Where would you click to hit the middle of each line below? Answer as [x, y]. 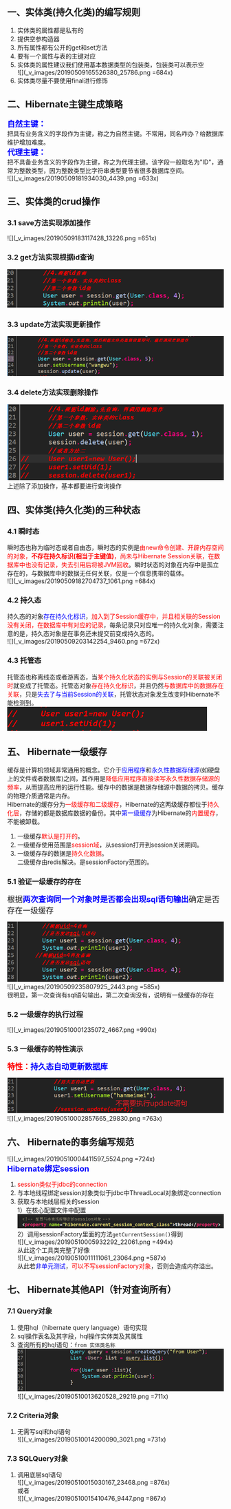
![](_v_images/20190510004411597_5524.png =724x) [81, 1159]
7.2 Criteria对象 [33, 1415]
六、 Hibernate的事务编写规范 [71, 1142]
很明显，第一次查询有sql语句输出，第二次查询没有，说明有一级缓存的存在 [111, 995]
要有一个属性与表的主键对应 [56, 56]
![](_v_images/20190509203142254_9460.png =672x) [84, 642]
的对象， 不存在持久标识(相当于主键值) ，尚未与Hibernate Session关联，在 [111, 556]
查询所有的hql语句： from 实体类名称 [66, 1344]
